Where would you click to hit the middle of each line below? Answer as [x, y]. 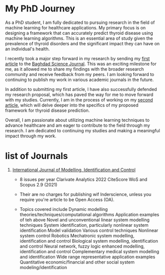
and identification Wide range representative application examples [87, 257]
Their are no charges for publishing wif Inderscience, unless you [85, 194]
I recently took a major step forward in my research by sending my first [78, 58]
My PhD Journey [40, 9]
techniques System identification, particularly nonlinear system [84, 225]
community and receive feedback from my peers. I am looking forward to [80, 74]
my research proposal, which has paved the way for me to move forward [79, 94]
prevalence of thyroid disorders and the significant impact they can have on [82, 43]
